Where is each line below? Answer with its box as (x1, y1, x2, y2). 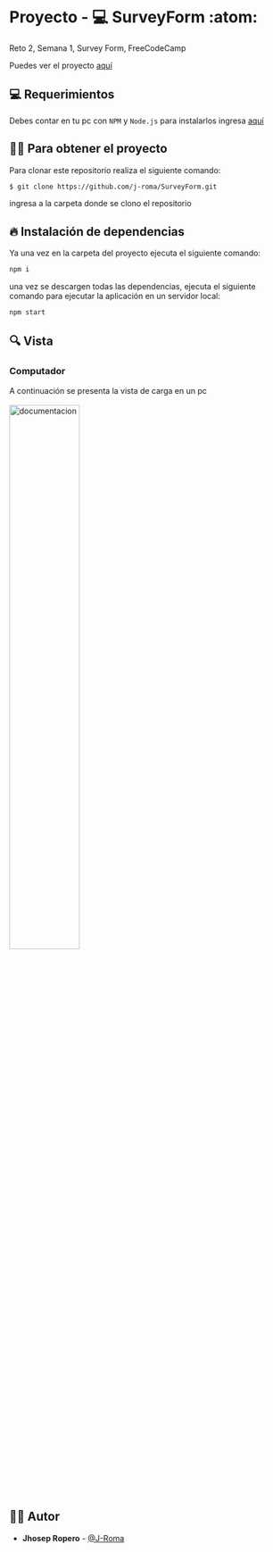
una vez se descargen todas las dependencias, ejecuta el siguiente (9, 281, 256, 292)
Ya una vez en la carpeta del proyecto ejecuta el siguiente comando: (9, 247, 261, 259)
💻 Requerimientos (9, 87, 115, 103)
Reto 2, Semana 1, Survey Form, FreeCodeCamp (9, 42, 186, 54)
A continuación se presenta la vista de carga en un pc (9, 385, 207, 396)
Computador (9, 365, 66, 378)
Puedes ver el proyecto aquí (9, 60, 113, 71)
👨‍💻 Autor (9, 1509, 61, 1524)
